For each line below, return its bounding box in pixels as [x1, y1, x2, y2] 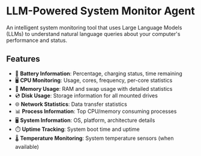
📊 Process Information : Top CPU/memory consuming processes [14, 108, 177, 115]
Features [6, 54, 40, 64]
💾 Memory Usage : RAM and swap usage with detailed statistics [14, 85, 173, 92]
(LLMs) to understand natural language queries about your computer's [6, 30, 181, 37]
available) [14, 143, 39, 150]
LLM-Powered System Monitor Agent [6, 4, 195, 18]
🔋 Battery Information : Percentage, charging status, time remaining [14, 70, 183, 77]
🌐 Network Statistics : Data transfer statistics [14, 100, 127, 108]
